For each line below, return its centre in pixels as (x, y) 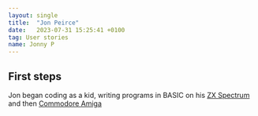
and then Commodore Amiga (55, 103)
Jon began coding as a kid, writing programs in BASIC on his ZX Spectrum (129, 95)
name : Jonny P (32, 45)
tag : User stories (38, 37)
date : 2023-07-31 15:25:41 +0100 (67, 30)
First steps (35, 76)
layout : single (33, 15)
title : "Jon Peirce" (44, 23)
